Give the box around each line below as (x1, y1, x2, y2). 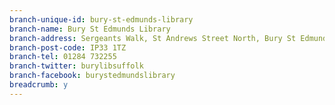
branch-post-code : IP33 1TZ (9, 42, 127, 53)
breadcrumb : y (9, 80, 69, 90)
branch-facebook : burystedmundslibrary (9, 71, 176, 81)
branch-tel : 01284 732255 (9, 52, 117, 62)
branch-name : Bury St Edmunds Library (9, 24, 171, 34)
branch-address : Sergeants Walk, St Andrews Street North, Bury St (9, 33, 297, 43)
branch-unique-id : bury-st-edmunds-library (9, 14, 194, 25)
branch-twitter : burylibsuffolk (9, 61, 144, 71)
